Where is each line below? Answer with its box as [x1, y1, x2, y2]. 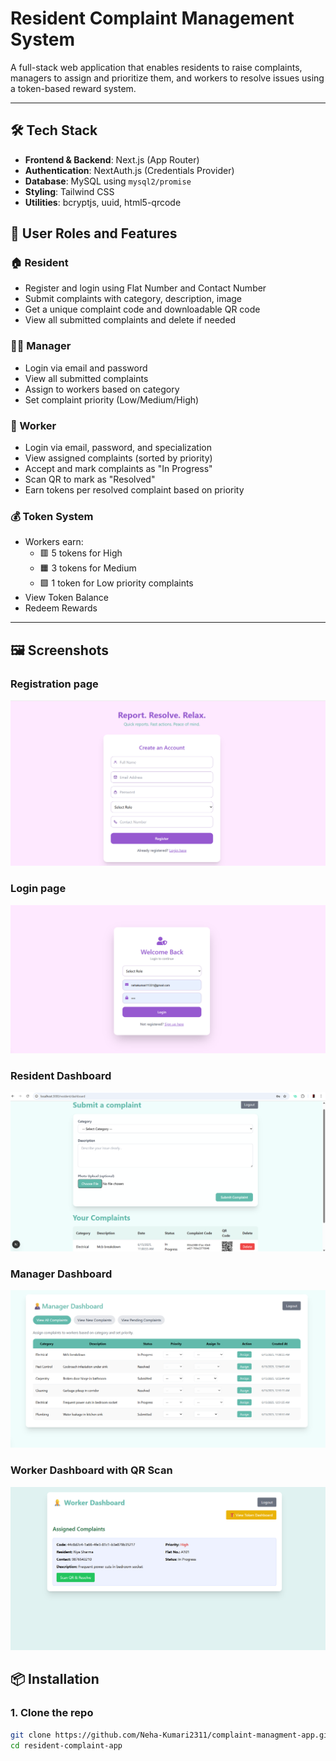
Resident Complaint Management [10, 7, 295, 30]
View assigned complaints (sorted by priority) [24, 452, 213, 464]
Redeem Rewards [24, 602, 98, 614]
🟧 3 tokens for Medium [39, 562, 137, 574]
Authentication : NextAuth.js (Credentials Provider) [24, 164, 235, 176]
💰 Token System [10, 509, 94, 523]
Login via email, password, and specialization [24, 442, 212, 454]
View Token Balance [24, 592, 109, 604]
